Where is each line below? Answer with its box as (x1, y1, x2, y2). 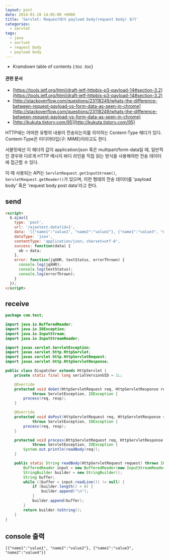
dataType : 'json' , (14, 234, 53, 239)
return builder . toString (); (23, 507, 82, 513)
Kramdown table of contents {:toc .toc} (12, 63, 94, 69)
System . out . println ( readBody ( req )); (23, 447, 100, 452)
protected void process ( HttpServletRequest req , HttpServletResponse (14, 438, 163, 443)
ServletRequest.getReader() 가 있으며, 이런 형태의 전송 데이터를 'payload (5, 176, 151, 182)
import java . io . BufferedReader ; (5, 322, 73, 327)
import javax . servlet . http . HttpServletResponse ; (5, 359, 109, 364)
